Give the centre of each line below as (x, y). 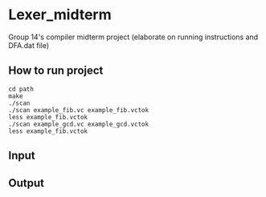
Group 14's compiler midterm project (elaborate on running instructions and (133, 37)
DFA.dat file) (29, 45)
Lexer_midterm (60, 15)
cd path (21, 89)
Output (26, 183)
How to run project (56, 71)
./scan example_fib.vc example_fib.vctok (79, 110)
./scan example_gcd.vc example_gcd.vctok (79, 124)
